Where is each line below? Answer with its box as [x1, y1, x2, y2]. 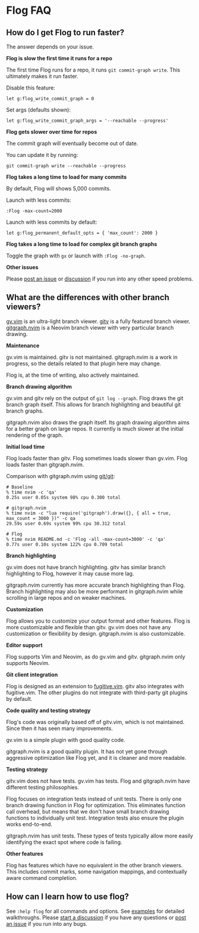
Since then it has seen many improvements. [6, 725, 113, 732]
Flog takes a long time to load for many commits [6, 174, 127, 180]
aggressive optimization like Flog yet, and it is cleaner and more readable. [6, 754, 187, 761]
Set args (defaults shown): [6, 106, 71, 113]
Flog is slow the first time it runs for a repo [6, 55, 113, 61]
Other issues [6, 264, 39, 270]
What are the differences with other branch [6, 292, 170, 303]
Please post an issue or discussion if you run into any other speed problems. [6, 275, 194, 282]
